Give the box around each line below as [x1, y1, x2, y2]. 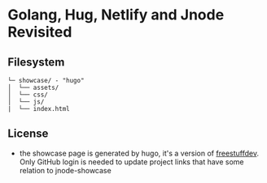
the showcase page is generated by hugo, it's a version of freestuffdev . [19, 148, 260, 158]
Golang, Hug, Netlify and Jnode [7, 6, 225, 24]
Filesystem [7, 55, 65, 69]
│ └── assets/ [7, 83, 59, 91]
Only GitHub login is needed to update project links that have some [19, 156, 244, 167]
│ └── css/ [7, 91, 48, 99]
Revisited [7, 23, 72, 41]
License [7, 127, 49, 141]
